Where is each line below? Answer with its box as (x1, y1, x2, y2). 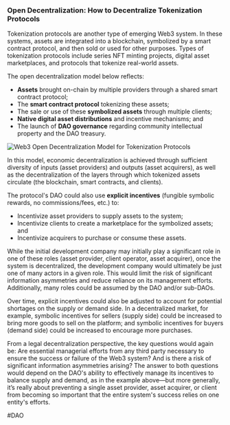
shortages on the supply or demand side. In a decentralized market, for (7, 305, 209, 313)
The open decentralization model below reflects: (7, 72, 144, 80)
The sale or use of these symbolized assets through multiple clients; (16, 107, 213, 116)
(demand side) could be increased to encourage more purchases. (7, 326, 193, 335)
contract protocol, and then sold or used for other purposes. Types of (7, 44, 204, 53)
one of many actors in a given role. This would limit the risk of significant (7, 269, 213, 277)
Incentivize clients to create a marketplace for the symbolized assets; (16, 219, 214, 228)
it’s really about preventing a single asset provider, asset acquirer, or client (7, 384, 218, 392)
